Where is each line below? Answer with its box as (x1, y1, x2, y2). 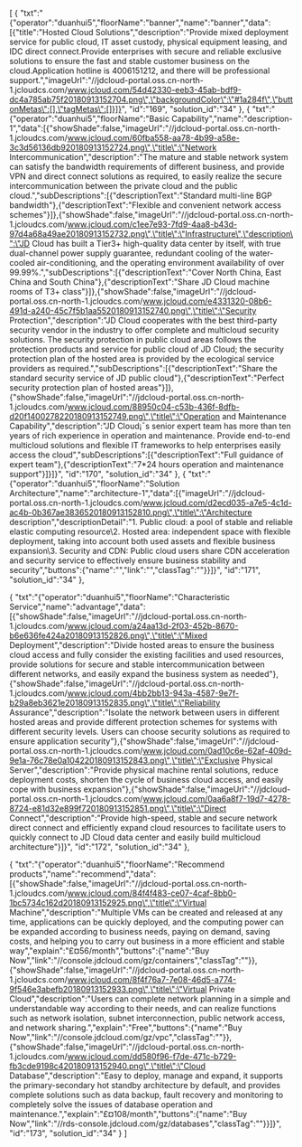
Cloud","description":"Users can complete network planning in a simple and (9, 993, 291, 1004)
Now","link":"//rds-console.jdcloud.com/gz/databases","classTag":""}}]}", (9, 1118, 282, 1129)
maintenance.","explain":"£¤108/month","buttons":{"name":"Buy (9, 1109, 248, 1119)
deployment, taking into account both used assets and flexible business (9, 536, 276, 546)
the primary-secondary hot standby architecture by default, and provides (9, 1080, 281, 1090)
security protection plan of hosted (9, 382, 136, 392)
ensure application (9, 736, 78, 747)
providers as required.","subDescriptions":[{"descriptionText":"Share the (9, 363, 278, 373)
